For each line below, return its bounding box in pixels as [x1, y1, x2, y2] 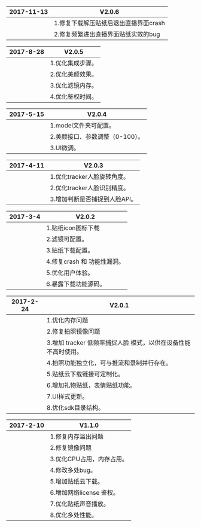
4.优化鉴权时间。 [50, 93, 98, 100]
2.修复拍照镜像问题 [47, 327, 100, 336]
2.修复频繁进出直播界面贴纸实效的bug [53, 30, 160, 38]
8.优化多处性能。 [50, 511, 98, 519]
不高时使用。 [47, 348, 83, 355]
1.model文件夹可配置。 [50, 121, 115, 129]
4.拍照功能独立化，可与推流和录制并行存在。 [47, 359, 172, 367]
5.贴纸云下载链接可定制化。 [47, 370, 124, 378]
